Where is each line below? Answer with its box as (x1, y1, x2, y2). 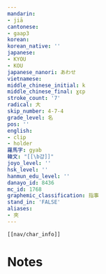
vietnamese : (7, 75, 42, 82)
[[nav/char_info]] (7, 231, 61, 238)
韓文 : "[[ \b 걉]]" (7, 153, 54, 161)
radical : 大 (7, 101, 41, 108)
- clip (7, 134, 26, 140)
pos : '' (7, 120, 30, 128)
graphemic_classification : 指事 (7, 192, 99, 199)
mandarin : (7, 10, 36, 17)
